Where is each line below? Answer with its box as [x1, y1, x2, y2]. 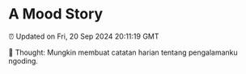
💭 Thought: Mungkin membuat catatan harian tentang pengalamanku [8, 47, 238, 57]
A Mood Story [8, 5, 104, 23]
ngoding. [8, 55, 39, 65]
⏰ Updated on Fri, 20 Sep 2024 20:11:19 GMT [8, 31, 159, 41]
